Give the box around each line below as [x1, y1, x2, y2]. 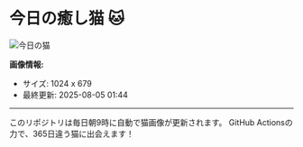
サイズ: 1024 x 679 [22, 78, 92, 88]
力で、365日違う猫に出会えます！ [9, 128, 135, 139]
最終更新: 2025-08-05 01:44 [22, 89, 129, 100]
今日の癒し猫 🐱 [9, 8, 124, 29]
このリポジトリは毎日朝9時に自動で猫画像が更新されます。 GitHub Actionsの [9, 116, 293, 127]
